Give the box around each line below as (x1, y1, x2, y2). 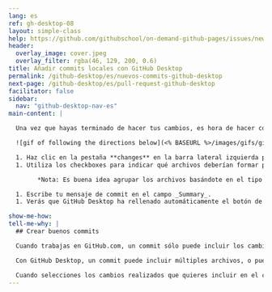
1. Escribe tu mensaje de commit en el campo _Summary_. (15, 190, 212, 198)
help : (8, 34, 27, 43)
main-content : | (8, 110, 63, 118)
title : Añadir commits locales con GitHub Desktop (8, 65, 183, 73)
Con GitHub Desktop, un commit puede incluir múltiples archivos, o (15, 256, 252, 264)
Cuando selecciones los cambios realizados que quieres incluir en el (15, 271, 259, 279)
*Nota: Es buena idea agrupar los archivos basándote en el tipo (37, 176, 263, 184)
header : (8, 42, 35, 50)
